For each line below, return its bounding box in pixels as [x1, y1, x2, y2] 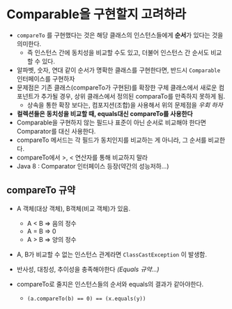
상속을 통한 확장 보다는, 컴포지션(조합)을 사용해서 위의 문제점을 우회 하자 [26, 101, 224, 109]
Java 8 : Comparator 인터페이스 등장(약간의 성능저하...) [16, 161, 169, 170]
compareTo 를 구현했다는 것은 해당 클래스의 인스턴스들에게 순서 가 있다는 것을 [16, 31, 224, 39]
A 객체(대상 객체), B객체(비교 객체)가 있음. [16, 204, 130, 213]
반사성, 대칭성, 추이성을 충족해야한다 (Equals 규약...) [16, 265, 160, 273]
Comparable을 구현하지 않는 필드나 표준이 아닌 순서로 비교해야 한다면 [16, 118, 207, 127]
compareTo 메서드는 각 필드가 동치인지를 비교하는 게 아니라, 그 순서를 [16, 136, 207, 144]
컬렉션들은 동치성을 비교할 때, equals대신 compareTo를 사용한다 [16, 109, 193, 117]
